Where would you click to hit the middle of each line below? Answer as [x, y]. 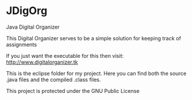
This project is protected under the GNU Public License [73, 91]
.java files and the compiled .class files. [53, 80]
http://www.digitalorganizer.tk [42, 62]
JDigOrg [27, 11]
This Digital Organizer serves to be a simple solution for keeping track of [94, 38]
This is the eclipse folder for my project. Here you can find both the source [96, 73]
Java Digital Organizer [33, 27]
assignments [21, 44]
